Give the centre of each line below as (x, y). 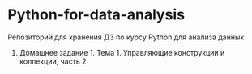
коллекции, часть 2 (53, 61)
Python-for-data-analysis (96, 15)
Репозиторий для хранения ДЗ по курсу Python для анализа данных (126, 37)
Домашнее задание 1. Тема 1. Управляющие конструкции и (122, 52)
